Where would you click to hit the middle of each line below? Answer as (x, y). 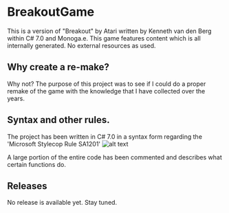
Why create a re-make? (58, 67)
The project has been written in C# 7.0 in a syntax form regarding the (105, 136)
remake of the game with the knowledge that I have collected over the (106, 91)
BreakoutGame (51, 12)
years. (16, 98)
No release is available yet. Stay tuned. (62, 203)
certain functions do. (37, 164)
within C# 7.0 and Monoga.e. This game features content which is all (104, 38)
